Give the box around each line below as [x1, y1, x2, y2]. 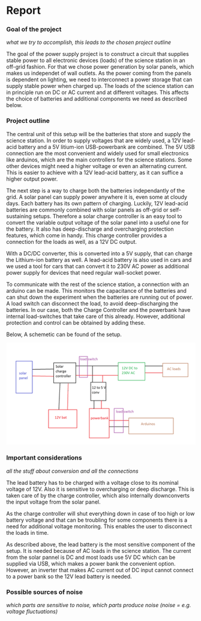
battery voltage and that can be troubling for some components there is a [6, 516, 188, 523]
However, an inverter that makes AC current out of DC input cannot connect [6, 566, 194, 573]
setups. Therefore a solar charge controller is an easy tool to [32, 212, 183, 220]
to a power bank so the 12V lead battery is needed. [6, 573, 132, 580]
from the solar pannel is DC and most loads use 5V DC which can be [6, 554, 176, 561]
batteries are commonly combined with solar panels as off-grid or [6, 206, 169, 213]
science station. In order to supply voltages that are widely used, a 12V [6, 137, 181, 144]
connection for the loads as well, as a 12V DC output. [6, 238, 137, 245]
